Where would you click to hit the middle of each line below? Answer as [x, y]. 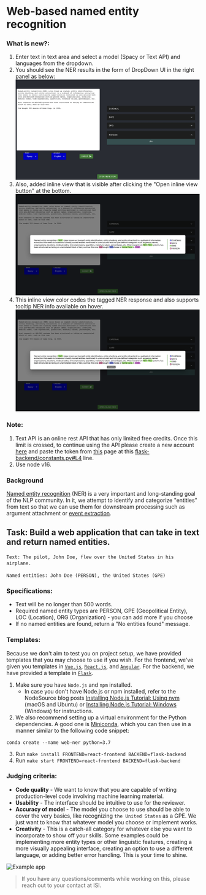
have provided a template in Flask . [50, 673]
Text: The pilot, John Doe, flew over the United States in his [90, 557]
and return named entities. [58, 542]
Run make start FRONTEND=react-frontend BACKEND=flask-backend [98, 760]
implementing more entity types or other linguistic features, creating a [103, 842]
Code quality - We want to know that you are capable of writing [96, 789]
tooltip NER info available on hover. [59, 307]
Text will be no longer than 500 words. [64, 604]
